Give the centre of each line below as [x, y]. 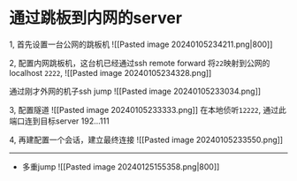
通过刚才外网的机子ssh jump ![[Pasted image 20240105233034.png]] [135, 91]
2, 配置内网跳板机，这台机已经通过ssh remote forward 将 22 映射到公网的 [140, 63]
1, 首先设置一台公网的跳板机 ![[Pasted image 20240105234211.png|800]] [141, 44]
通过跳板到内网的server [96, 18]
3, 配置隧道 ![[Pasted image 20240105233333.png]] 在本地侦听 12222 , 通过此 [148, 109]
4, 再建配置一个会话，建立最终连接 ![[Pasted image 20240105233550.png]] [146, 140]
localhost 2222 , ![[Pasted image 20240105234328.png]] [110, 72]
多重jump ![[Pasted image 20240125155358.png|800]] [121, 166]
